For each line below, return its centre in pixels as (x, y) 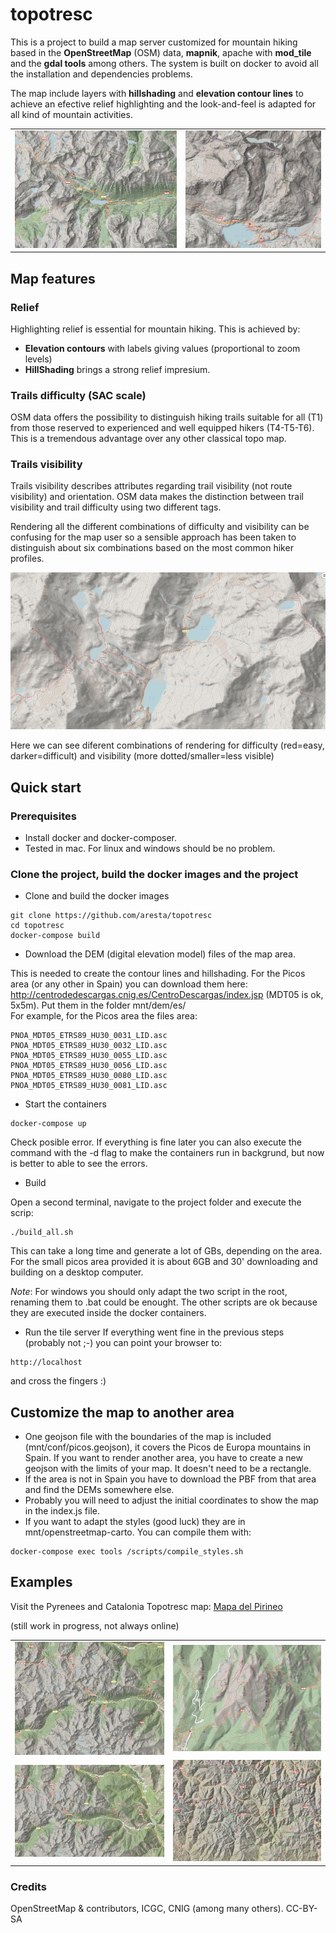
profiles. (27, 559)
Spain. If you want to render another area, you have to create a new (163, 1458)
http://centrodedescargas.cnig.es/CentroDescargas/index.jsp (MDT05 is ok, (167, 995)
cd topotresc (37, 926)
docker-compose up (48, 1124)
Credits (28, 1886)
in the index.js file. (62, 1511)
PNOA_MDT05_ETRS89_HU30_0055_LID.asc (89, 1056)
